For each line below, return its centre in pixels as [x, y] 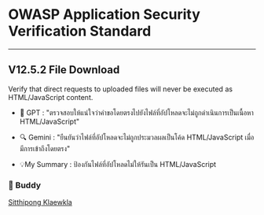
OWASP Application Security [104, 15]
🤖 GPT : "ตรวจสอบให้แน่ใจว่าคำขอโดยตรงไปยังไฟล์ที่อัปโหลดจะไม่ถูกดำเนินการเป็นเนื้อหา [136, 113]
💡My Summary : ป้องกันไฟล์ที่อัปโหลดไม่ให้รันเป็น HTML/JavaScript [118, 164]
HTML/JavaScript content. [51, 97]
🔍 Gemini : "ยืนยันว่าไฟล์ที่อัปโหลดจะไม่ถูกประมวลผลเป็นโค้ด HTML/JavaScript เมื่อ [137, 137]
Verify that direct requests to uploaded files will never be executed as [121, 89]
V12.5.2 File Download [64, 70]
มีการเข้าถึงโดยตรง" [45, 148]
